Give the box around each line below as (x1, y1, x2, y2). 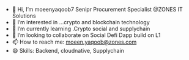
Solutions (12, 12, 36, 19)
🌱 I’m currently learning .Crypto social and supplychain (12, 25, 150, 32)
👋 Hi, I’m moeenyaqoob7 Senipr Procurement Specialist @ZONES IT (12, 6, 183, 13)
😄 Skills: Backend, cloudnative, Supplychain (12, 47, 124, 54)
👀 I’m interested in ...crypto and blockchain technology (12, 19, 150, 25)
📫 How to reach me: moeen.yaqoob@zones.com (12, 38, 137, 45)
